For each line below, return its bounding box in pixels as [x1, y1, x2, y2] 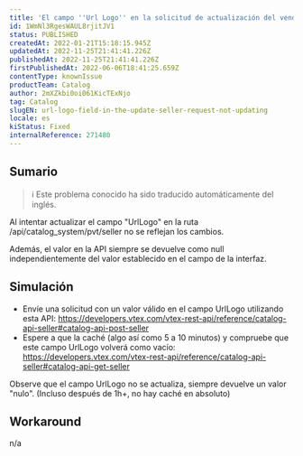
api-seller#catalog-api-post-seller [22, 322, 150, 333]
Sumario [9, 164, 59, 180]
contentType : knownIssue [9, 72, 103, 81]
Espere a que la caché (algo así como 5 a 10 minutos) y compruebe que [22, 331, 289, 343]
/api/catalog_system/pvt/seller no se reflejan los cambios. [9, 226, 225, 237]
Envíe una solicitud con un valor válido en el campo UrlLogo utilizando [22, 303, 284, 314]
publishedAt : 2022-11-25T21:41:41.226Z [9, 55, 160, 64]
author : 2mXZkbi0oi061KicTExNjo [9, 88, 131, 98]
